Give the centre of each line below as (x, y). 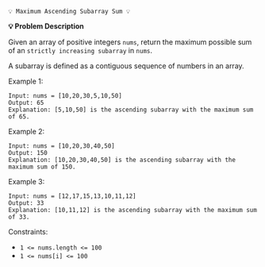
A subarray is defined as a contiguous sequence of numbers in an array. (126, 66)
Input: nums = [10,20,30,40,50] (61, 146)
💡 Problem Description (46, 26)
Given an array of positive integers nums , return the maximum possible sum (130, 42)
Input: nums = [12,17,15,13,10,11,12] (72, 196)
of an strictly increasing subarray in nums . (81, 50)
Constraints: (28, 232)
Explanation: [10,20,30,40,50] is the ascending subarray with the (122, 160)
